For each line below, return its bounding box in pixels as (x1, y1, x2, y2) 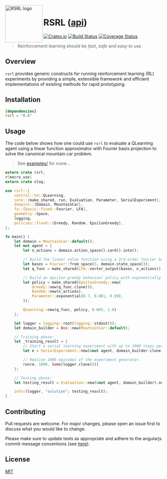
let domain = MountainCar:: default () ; (14, 239, 94, 244)
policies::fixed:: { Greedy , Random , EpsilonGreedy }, (14, 221, 123, 226)
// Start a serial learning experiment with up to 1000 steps (23, 344, 155, 349)
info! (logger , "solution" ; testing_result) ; (14, 389, 108, 394)
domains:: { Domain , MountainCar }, (14, 202, 83, 207)
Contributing (5, 407, 46, 416)
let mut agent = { (14, 243, 52, 248)
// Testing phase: (14, 375, 52, 381)
